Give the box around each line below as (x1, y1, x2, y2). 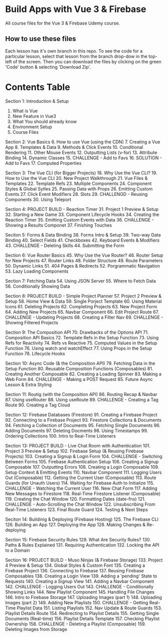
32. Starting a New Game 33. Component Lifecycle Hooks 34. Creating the (5, 211, 159, 218)
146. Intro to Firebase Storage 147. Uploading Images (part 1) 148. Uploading (5, 594, 162, 600)
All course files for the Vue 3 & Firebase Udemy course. (5, 20, 120, 26)
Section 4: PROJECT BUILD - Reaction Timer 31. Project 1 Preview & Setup (5, 206, 159, 212)
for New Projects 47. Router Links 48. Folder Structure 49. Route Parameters (5, 257, 163, 264)
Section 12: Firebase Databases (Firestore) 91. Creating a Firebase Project (5, 411, 157, 417)
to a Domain (5, 547, 30, 553)
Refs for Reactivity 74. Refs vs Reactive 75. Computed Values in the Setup (5, 340, 157, 346)
